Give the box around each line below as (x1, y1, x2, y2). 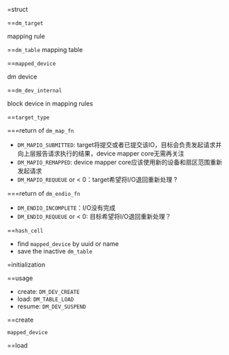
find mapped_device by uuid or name (17, 240, 119, 248)
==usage (7, 274, 33, 282)
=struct (7, 6, 28, 13)
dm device (7, 72, 37, 81)
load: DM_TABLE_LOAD (17, 295, 74, 303)
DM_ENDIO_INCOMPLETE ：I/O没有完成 (17, 204, 116, 212)
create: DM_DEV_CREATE (17, 288, 80, 295)
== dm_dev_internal (7, 86, 62, 94)
